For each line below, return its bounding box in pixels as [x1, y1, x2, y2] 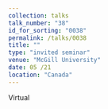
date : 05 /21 [8, 64, 52, 72]
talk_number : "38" [8, 19, 69, 27]
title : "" [8, 41, 41, 49]
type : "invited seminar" [8, 49, 91, 56]
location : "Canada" [8, 71, 73, 79]
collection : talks [8, 11, 69, 20]
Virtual [8, 92, 30, 102]
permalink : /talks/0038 [8, 33, 87, 42]
